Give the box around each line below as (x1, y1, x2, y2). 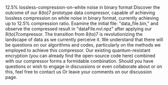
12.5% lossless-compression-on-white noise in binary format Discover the (5, 5, 160, 10)
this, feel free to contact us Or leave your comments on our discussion (5, 69, 152, 75)
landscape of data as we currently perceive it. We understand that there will (5, 36, 163, 42)
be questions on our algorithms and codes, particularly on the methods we (5, 42, 161, 48)
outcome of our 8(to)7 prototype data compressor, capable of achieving (5, 10, 155, 16)
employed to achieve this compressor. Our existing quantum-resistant (5, 48, 151, 53)
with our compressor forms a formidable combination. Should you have (5, 58, 154, 64)
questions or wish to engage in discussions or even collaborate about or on (5, 63, 162, 69)
